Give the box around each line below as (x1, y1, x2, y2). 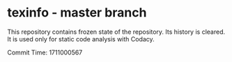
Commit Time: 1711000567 (7, 48, 83, 56)
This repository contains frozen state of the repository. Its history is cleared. (7, 28, 225, 36)
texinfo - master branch (7, 5, 147, 21)
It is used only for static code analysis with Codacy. (7, 34, 155, 43)
